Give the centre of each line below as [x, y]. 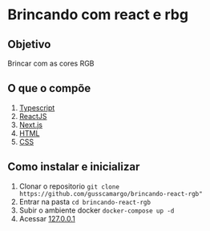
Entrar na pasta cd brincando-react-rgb [85, 201]
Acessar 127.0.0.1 [47, 218]
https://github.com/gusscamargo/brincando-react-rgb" [111, 193]
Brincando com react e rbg [98, 15]
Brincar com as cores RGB [51, 63]
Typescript [37, 108]
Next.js [31, 125]
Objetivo [29, 44]
